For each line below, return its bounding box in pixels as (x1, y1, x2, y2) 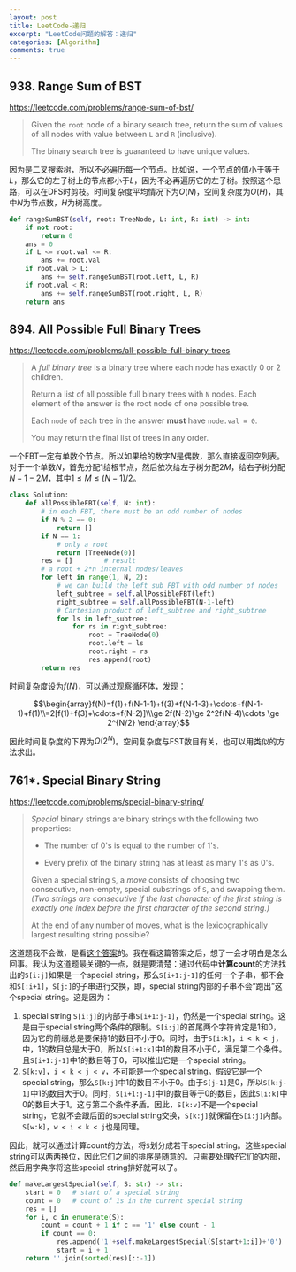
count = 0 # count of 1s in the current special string (25, 1196, 243, 1205)
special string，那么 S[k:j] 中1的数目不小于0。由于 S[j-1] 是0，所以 (21, 1077, 263, 1088)
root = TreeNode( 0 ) (87, 630, 161, 640)
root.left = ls (87, 639, 144, 648)
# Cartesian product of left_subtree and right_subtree (56, 605, 267, 615)
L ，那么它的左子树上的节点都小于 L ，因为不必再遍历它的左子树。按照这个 (9, 174, 274, 186)
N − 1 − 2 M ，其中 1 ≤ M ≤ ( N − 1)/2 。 (9, 473, 141, 483)
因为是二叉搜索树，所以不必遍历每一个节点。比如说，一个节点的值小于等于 (9, 164, 280, 174)
